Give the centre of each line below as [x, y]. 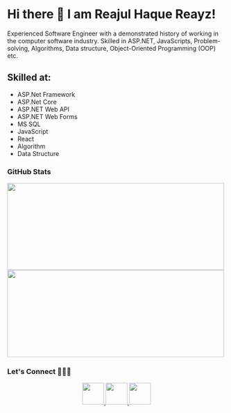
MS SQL [29, 124]
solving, [18, 48]
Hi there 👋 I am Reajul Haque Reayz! [112, 14]
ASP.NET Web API [43, 109]
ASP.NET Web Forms [47, 116]
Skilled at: [29, 78]
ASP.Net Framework [46, 94]
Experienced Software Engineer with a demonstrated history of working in [113, 33]
